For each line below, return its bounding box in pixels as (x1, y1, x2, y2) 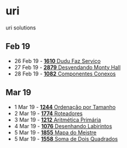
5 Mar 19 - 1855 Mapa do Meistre (14, 129, 97, 136)
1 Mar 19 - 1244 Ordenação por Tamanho (14, 103, 116, 110)
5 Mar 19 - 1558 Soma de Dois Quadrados (14, 135, 118, 142)
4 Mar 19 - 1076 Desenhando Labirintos (14, 122, 112, 129)
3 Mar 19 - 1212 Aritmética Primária (14, 116, 101, 123)
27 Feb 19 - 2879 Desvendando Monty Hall (14, 64, 121, 71)
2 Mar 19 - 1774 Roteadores (14, 110, 83, 117)
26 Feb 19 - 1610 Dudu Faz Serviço (14, 57, 101, 64)
